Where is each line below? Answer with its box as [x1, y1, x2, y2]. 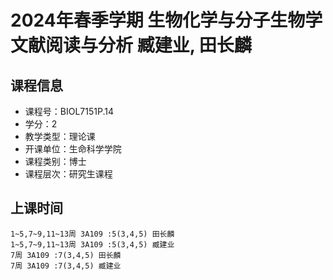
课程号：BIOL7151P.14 [24, 106, 114, 117]
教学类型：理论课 [24, 131, 96, 142]
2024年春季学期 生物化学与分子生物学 [10, 9, 323, 32]
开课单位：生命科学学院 [24, 143, 122, 155]
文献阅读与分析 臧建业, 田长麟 [10, 34, 252, 57]
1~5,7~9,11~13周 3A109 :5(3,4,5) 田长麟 [10, 229, 175, 239]
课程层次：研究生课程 [24, 168, 113, 180]
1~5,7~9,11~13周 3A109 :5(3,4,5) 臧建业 [10, 239, 175, 250]
